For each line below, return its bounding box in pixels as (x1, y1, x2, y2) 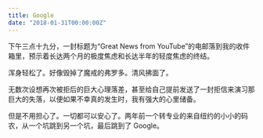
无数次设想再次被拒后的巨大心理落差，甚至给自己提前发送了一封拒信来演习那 (8, 84, 255, 94)
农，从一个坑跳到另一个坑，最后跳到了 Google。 (8, 121, 164, 130)
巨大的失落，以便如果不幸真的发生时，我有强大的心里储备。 (8, 94, 200, 103)
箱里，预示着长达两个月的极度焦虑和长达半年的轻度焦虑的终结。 (8, 51, 214, 60)
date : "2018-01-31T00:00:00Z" (8, 19, 107, 27)
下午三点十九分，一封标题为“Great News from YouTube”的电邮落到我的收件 (8, 41, 250, 51)
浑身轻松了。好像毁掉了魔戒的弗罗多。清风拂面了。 (8, 67, 173, 77)
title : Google (8, 11, 55, 20)
